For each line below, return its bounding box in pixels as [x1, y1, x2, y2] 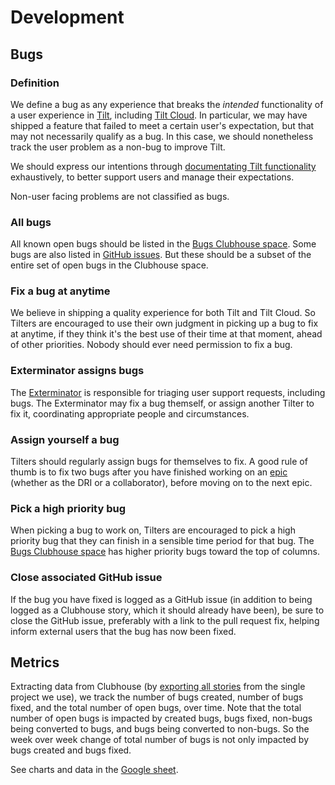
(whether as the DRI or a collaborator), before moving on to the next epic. [10, 477, 313, 489]
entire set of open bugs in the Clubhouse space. [10, 259, 209, 271]
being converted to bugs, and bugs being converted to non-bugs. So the [10, 723, 310, 735]
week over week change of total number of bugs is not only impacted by [10, 734, 310, 746]
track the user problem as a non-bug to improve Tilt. [10, 141, 226, 153]
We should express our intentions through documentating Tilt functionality [10, 160, 317, 172]
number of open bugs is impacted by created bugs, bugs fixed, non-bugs [10, 712, 313, 725]
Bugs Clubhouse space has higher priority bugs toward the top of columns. [10, 546, 320, 558]
